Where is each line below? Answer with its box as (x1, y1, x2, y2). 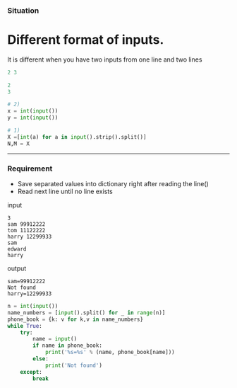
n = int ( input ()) (7, 303, 59, 310)
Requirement (7, 164, 53, 173)
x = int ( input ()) (7, 108, 59, 115)
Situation (7, 6, 39, 16)
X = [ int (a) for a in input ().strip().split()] (7, 133, 147, 140)
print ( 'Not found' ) (44, 362, 102, 369)
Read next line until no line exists (17, 187, 113, 196)
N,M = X (7, 140, 30, 147)
